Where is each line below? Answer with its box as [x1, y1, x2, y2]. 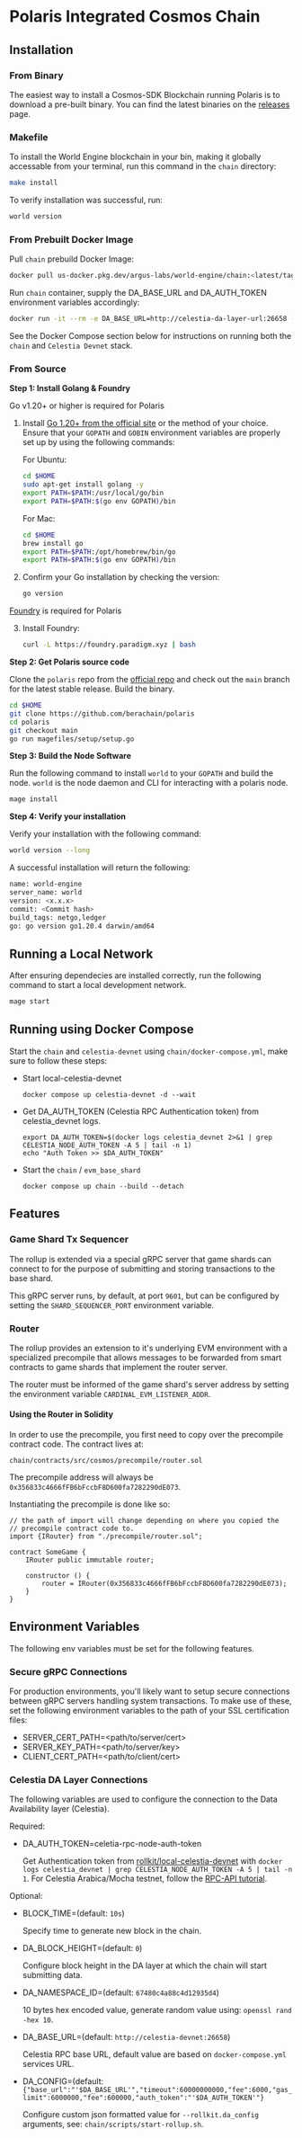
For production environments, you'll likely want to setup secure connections [9, 1686, 290, 1697]
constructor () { [25, 1572, 91, 1581]
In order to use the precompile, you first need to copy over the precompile [9, 1430, 284, 1440]
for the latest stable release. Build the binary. [9, 683, 175, 694]
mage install [9, 795, 58, 804]
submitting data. [22, 1970, 84, 1981]
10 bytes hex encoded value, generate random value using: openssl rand [22, 2005, 292, 2016]
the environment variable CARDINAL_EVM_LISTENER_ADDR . [9, 1388, 211, 1399]
